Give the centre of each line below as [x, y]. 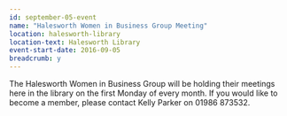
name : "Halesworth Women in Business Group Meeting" [109, 26]
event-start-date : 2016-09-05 [65, 50]
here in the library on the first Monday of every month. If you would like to [143, 93]
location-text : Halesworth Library [75, 42]
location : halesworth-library [65, 34]
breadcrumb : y [35, 58]
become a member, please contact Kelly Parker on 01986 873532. [130, 102]
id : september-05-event [53, 17]
